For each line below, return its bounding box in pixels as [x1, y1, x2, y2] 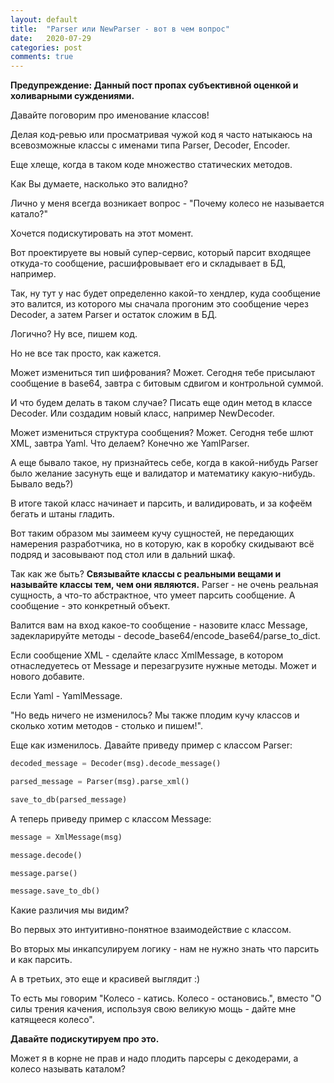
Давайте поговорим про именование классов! [10, 109, 210, 121]
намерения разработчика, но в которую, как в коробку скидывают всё [10, 538, 315, 550]
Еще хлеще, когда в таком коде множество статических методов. [10, 159, 293, 171]
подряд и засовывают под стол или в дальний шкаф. [10, 549, 236, 561]
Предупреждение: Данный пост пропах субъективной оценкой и [10, 79, 299, 91]
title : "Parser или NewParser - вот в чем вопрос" [10, 24, 230, 34]
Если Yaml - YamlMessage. [10, 690, 123, 702]
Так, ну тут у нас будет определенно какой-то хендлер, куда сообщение [10, 287, 322, 300]
